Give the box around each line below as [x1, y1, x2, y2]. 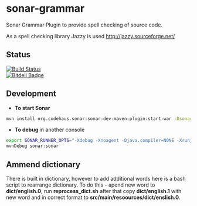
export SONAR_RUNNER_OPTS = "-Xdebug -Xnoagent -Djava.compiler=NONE [6, 138, 175, 144]
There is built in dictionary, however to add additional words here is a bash [6, 175, 186, 182]
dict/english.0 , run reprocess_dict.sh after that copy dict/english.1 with [6, 188, 182, 194]
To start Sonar [14, 104, 50, 111]
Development [6, 89, 57, 99]
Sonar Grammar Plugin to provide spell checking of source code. [6, 21, 163, 28]
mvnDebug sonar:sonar [6, 143, 59, 149]
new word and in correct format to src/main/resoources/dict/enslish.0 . [6, 194, 181, 201]
